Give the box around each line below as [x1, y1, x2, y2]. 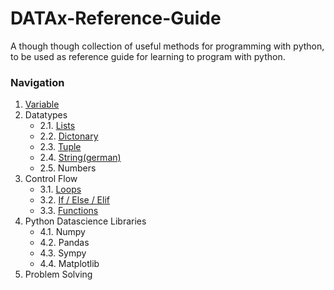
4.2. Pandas [39, 237, 90, 249]
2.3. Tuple [39, 141, 82, 153]
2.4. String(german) [39, 152, 122, 164]
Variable [24, 98, 60, 111]
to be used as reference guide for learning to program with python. [10, 50, 286, 62]
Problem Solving [24, 268, 93, 281]
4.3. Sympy [39, 247, 87, 259]
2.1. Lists [39, 120, 76, 132]
